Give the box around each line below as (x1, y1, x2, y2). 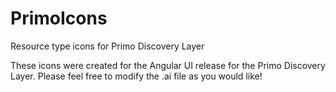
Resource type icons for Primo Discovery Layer (10, 40, 205, 52)
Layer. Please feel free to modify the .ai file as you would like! (10, 70, 263, 82)
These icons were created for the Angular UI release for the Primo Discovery (10, 59, 326, 71)
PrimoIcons (10, 7, 108, 30)
